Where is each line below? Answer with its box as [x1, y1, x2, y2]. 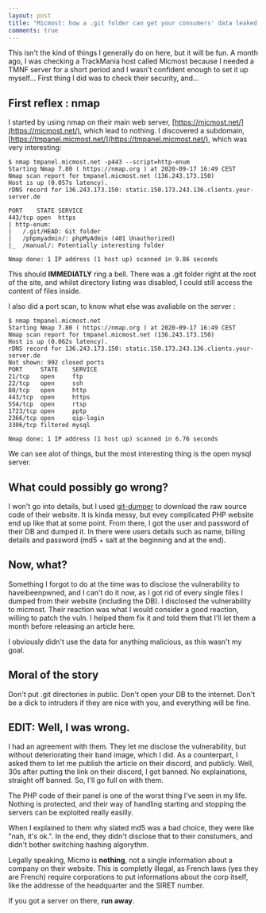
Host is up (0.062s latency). [8, 338, 109, 346]
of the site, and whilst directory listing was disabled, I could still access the [8, 278, 253, 287]
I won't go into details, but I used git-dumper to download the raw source [8, 502, 248, 510]
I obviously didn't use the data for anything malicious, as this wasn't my [8, 637, 242, 646]
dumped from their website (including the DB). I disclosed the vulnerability [8, 596, 252, 606]
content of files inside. [8, 287, 82, 296]
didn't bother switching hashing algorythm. [8, 840, 149, 849]
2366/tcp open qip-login [8, 414, 105, 422]
